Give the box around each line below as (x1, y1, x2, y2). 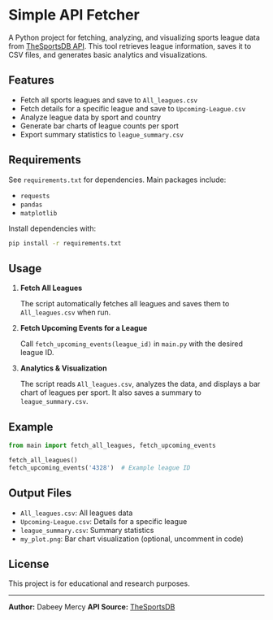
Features (8, 73, 54, 87)
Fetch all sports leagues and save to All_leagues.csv (19, 95, 197, 105)
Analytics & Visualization (19, 363, 107, 373)
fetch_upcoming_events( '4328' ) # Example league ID (8, 463, 191, 472)
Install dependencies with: (8, 223, 97, 233)
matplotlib (19, 209, 58, 217)
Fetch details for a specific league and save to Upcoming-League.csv (19, 103, 246, 113)
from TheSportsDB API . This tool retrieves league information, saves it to (8, 41, 252, 50)
